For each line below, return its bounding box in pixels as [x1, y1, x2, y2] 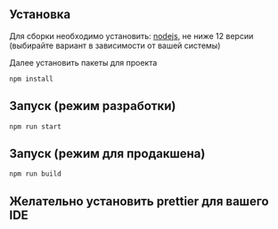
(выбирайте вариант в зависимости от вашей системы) [9, 40, 221, 51]
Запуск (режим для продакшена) [9, 146, 206, 162]
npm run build [9, 170, 62, 178]
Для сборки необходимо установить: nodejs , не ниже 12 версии [9, 30, 254, 41]
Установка [9, 7, 71, 22]
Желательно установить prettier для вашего [9, 193, 269, 209]
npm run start [9, 122, 62, 131]
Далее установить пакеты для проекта [9, 57, 158, 67]
